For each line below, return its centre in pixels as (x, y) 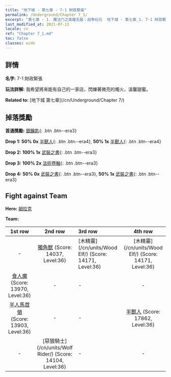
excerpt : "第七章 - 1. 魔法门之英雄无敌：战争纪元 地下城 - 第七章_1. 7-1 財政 (84, 19)
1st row (20, 231)
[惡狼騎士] (55, 341)
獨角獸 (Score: (55, 248)
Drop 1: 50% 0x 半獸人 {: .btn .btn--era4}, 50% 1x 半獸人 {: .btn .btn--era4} (83, 142)
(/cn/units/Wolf (54, 348)
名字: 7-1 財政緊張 (24, 78)
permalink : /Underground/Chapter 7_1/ (46, 15)
